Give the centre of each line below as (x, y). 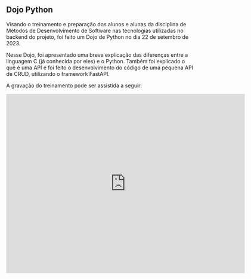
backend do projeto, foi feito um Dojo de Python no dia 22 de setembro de (97, 37)
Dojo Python (30, 10)
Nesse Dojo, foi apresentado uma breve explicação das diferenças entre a (97, 55)
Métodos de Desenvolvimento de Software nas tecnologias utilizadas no (95, 30)
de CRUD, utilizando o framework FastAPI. (58, 73)
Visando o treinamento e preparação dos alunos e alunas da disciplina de (96, 24)
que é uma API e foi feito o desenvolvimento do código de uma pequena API (100, 68)
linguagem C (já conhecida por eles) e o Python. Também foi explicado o (96, 61)
